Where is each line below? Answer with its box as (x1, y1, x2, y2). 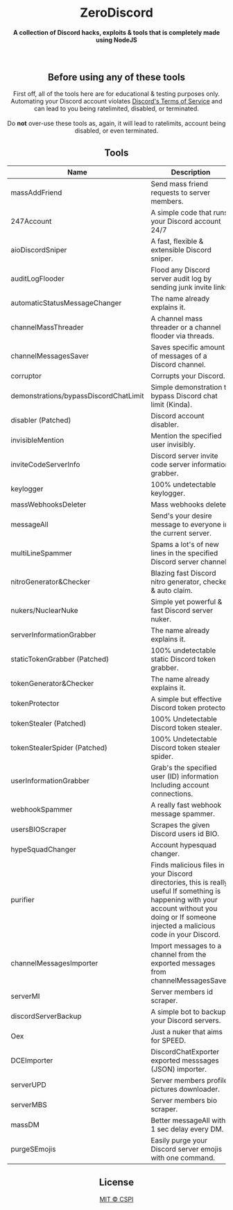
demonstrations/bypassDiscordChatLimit (10, 391, 144, 401)
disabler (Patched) (10, 416, 71, 425)
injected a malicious (150, 921, 216, 931)
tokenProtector (10, 698, 60, 708)
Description (171, 167, 211, 177)
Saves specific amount (150, 343, 225, 352)
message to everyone (150, 520, 222, 530)
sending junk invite (150, 283, 212, 293)
